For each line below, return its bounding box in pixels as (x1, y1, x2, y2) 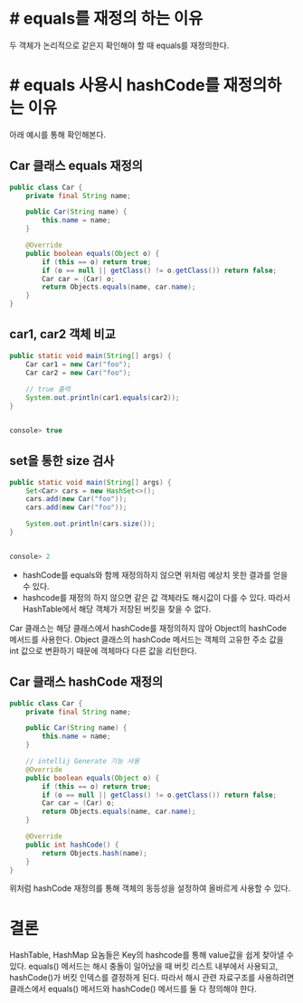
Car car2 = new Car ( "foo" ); (25, 368, 131, 377)
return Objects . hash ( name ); (42, 848, 147, 857)
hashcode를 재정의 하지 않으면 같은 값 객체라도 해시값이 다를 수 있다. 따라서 (22, 591, 291, 602)
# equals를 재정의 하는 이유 (9, 8, 204, 29)
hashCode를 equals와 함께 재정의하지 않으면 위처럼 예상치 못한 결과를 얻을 (22, 569, 289, 580)
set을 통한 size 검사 (9, 453, 115, 468)
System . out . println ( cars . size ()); (25, 519, 156, 529)
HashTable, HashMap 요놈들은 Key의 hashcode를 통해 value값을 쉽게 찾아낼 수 (9, 950, 294, 960)
